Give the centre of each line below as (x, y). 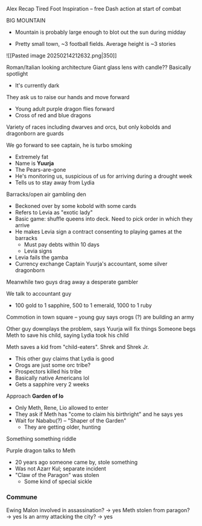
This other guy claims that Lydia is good (65, 359)
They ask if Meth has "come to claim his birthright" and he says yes (99, 414)
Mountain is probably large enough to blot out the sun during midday (100, 32)
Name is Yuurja (34, 163)
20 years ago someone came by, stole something (76, 462)
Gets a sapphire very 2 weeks (52, 384)
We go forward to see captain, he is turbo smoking (69, 145)
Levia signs (38, 251)
